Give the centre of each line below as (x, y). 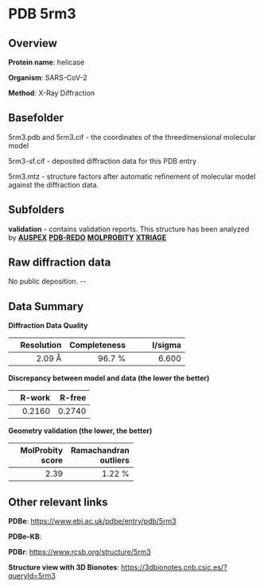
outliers (115, 460)
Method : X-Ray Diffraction (52, 93)
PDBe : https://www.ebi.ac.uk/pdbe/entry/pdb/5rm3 (92, 521)
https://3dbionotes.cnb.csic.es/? (174, 567)
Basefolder (36, 118)
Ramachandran (100, 451)
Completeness (97, 345)
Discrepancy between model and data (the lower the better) (109, 378)
